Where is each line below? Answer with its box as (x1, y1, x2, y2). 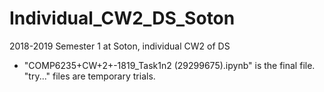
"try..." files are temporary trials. (23, 70, 156, 82)
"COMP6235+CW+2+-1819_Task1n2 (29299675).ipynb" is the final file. (23, 59, 316, 71)
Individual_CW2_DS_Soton (9, 7, 236, 30)
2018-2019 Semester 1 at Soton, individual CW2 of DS (9, 40, 231, 52)
